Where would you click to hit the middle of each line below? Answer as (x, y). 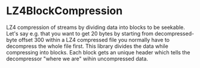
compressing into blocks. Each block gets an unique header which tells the (98, 52)
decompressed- (175, 33)
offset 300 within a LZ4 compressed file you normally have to (94, 40)
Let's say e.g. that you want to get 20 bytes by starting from (80, 33)
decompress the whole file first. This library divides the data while (87, 46)
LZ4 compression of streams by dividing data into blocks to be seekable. (96, 27)
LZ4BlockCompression (64, 11)
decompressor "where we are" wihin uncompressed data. (77, 59)
